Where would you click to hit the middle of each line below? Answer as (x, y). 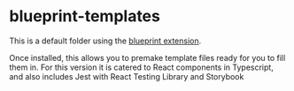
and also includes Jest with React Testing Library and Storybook (127, 76)
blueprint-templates (85, 16)
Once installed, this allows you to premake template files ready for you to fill (147, 57)
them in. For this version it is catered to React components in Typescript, (142, 67)
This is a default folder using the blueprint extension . (105, 41)
